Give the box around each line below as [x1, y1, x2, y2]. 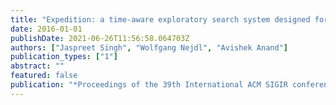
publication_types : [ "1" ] [10, 52, 118, 62]
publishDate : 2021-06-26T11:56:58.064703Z [10, 33, 190, 43]
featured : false [10, 71, 78, 81]
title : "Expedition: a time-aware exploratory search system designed [10, 14, 311, 25]
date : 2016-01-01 [10, 24, 83, 34]
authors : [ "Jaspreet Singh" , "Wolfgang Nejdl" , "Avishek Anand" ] [10, 42, 288, 53]
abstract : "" [10, 61, 65, 71]
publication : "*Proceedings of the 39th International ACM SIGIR [10, 80, 288, 90]
